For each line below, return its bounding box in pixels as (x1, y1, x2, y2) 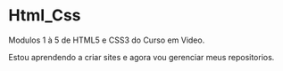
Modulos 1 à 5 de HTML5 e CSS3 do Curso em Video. (8, 35, 205, 45)
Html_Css (8, 5, 81, 26)
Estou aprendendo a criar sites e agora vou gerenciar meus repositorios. (8, 51, 275, 62)
